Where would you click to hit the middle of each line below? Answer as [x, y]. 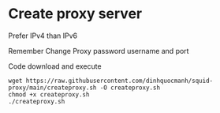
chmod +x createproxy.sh [49, 94]
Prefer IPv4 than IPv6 [43, 36]
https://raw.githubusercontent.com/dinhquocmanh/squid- [119, 81]
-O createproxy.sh [130, 88]
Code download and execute [55, 66]
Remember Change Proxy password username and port [99, 51]
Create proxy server [75, 14]
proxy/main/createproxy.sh [52, 88]
